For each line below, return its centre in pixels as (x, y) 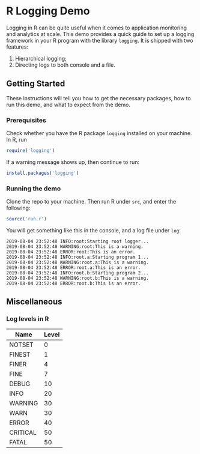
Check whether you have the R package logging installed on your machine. (99, 133)
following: (18, 208)
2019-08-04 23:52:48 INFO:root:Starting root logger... (77, 241)
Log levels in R (28, 319)
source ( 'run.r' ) (26, 219)
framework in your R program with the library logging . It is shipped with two (100, 40)
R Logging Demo (48, 11)
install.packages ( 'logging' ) (43, 173)
